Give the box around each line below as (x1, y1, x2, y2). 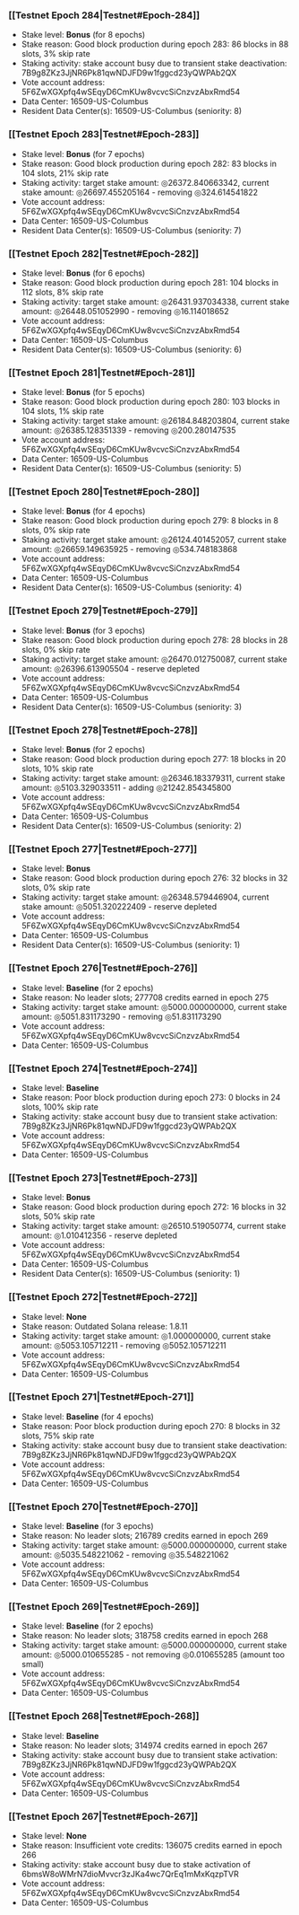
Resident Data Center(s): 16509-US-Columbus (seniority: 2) (21, 821, 243, 831)
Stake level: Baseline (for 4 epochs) (21, 1410, 154, 1422)
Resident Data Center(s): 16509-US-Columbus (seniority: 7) (21, 224, 243, 235)
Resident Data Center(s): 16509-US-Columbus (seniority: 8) (21, 106, 243, 117)
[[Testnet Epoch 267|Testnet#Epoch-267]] (8, 1810, 199, 1823)
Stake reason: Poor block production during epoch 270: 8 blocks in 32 (21, 1420, 281, 1431)
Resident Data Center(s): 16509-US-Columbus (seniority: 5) (21, 463, 243, 474)
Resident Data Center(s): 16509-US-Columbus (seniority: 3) (21, 701, 243, 712)
